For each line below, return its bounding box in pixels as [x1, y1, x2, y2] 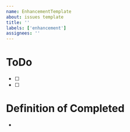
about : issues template [6, 14, 64, 20]
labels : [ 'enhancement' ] [6, 25, 66, 31]
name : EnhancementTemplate [6, 8, 72, 15]
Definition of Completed [6, 102, 125, 115]
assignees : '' [6, 31, 41, 36]
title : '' [6, 19, 30, 25]
